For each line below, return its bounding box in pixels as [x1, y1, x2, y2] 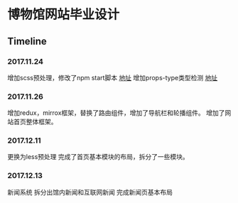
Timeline [7, 35, 48, 47]
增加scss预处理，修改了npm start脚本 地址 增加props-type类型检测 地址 [7, 73, 218, 82]
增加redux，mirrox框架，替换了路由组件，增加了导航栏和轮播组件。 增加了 [7, 109, 225, 117]
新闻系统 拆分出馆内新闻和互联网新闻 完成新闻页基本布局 [7, 187, 173, 196]
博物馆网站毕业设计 [7, 6, 120, 23]
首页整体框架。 [13, 118, 58, 126]
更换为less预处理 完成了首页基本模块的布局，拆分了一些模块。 [7, 153, 190, 161]
